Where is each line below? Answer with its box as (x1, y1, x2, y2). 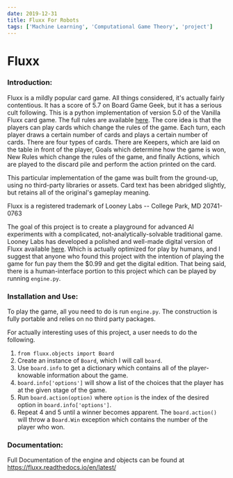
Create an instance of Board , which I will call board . (17, 356, 163, 365)
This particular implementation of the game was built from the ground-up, (7, 173, 218, 181)
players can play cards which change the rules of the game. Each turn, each (7, 123, 226, 131)
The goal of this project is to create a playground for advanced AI (7, 222, 195, 231)
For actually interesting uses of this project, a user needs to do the (7, 328, 198, 337)
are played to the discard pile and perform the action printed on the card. (7, 160, 217, 168)
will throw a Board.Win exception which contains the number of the (17, 415, 209, 424)
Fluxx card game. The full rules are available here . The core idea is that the (7, 115, 222, 124)
